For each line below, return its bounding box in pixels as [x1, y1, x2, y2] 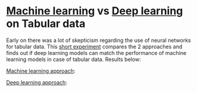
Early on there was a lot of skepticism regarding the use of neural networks [6, 36, 191, 44]
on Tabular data [6, 17, 85, 30]
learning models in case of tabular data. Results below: [6, 56, 141, 63]
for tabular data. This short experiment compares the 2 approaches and [6, 43, 183, 50]
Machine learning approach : [6, 67, 76, 74]
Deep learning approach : [6, 79, 67, 86]
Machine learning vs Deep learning [6, 4, 183, 18]
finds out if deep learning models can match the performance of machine [6, 49, 187, 56]
